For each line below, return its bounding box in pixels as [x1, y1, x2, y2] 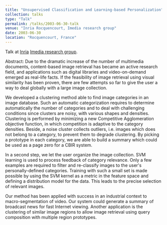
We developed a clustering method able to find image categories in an [5, 94, 149, 100]
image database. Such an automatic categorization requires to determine [5, 100, 155, 106]
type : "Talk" [5, 16, 32, 21]
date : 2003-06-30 [5, 30, 41, 35]
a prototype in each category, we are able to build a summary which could [5, 136, 158, 142]
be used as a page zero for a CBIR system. [5, 142, 93, 148]
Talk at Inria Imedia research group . [5, 48, 78, 55]
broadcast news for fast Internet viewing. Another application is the [5, 204, 143, 210]
